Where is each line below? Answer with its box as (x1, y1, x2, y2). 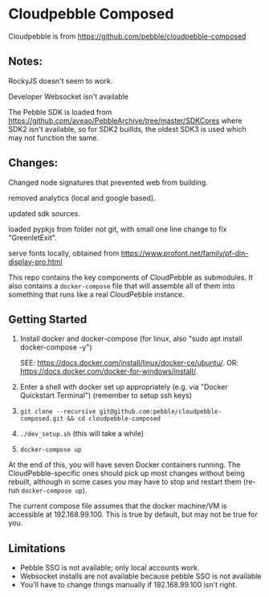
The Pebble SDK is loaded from (8, 107, 112, 117)
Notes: (8, 55, 43, 68)
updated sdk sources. (8, 208, 80, 218)
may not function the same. (8, 133, 99, 142)
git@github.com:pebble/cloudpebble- (99, 407, 222, 416)
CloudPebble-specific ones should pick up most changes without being (8, 468, 245, 478)
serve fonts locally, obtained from (8, 248, 120, 258)
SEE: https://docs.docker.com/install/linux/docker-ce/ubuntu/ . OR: (19, 358, 239, 368)
